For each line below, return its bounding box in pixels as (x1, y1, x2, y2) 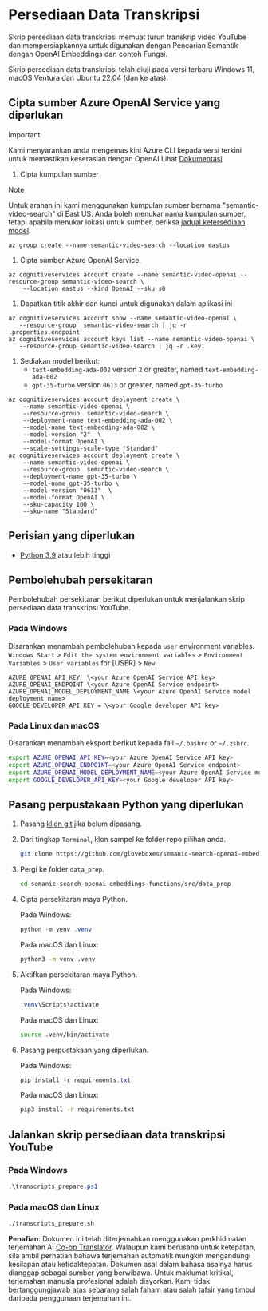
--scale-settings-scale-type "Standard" (22, 444, 159, 452)
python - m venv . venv (19, 925, 93, 934)
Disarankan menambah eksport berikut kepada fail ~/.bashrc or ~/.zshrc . (8, 737, 250, 748)
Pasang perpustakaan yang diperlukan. (19, 1045, 149, 1055)
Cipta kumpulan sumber (19, 169, 99, 179)
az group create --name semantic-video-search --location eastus (8, 241, 230, 249)
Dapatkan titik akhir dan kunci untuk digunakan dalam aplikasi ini (19, 298, 233, 308)
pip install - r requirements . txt (19, 1076, 132, 1084)
